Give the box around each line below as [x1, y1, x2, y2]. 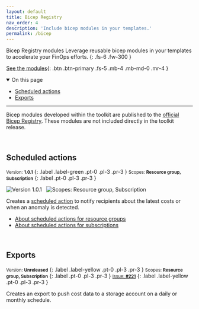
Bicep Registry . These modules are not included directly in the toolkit [6, 117, 174, 125]
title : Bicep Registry [6, 14, 62, 20]
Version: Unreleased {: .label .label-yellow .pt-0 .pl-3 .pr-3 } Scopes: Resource [6, 266, 183, 273]
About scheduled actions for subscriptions [14, 221, 119, 228]
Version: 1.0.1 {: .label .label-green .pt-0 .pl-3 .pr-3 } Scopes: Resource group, [6, 168, 181, 175]
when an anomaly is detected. [6, 203, 80, 211]
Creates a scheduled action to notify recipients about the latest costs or [6, 197, 181, 205]
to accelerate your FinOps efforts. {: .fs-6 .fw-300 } [6, 53, 131, 60]
